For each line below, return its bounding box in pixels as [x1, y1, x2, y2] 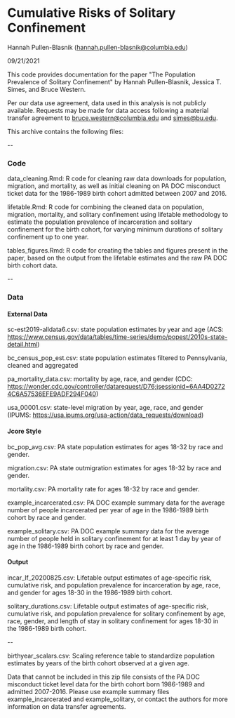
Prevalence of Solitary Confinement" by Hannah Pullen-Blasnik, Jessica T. [7, 77, 222, 86]
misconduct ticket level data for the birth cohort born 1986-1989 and [7, 679, 206, 689]
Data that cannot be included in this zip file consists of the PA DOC [7, 672, 200, 681]
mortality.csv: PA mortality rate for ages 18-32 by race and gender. [7, 484, 200, 493]
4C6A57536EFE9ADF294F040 [7, 390, 97, 398]
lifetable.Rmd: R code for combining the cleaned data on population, [7, 203, 205, 211]
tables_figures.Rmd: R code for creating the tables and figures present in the [7, 246, 228, 255]
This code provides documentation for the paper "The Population [7, 70, 196, 79]
